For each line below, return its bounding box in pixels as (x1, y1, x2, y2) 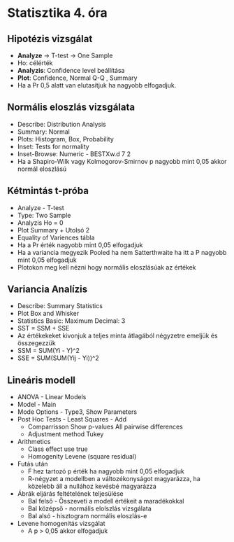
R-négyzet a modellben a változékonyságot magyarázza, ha (27, 475, 200, 483)
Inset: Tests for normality (17, 142, 89, 151)
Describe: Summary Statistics (17, 302, 103, 310)
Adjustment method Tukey (27, 430, 104, 438)
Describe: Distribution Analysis (17, 120, 106, 128)
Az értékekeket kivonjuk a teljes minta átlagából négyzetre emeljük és (17, 331, 218, 340)
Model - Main (17, 401, 57, 409)
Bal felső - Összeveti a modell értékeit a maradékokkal (27, 497, 184, 506)
